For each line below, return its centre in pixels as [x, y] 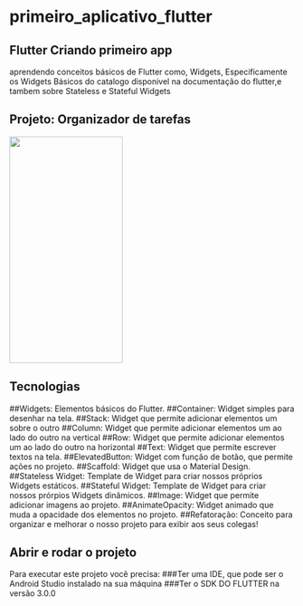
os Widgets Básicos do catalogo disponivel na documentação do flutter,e [146, 82]
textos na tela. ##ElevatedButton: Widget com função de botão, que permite [151, 457]
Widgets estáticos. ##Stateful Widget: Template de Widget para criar [138, 486]
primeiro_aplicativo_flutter [111, 17]
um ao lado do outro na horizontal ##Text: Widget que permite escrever [143, 447]
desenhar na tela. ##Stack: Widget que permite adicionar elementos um [143, 418]
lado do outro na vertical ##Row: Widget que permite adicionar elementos [147, 438]
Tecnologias [45, 387]
